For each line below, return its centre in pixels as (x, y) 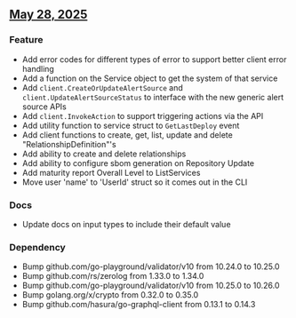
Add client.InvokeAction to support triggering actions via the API (143, 115)
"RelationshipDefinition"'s (69, 144)
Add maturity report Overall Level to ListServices (111, 172)
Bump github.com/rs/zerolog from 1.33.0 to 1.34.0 (113, 276)
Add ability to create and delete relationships (104, 154)
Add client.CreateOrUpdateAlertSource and (103, 87)
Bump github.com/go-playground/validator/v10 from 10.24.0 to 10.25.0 (151, 266)
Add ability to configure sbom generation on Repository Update (138, 163)
